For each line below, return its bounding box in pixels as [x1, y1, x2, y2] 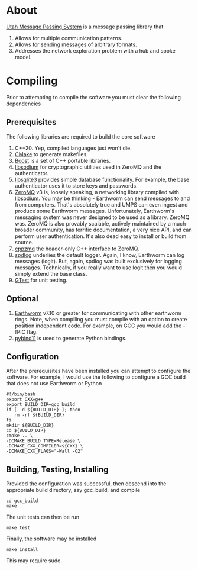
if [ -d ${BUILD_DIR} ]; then [6, 407, 81, 413]
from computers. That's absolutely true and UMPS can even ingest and [14, 201, 188, 208]
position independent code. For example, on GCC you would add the [14, 322, 182, 329]
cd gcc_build [6, 498, 38, 504]
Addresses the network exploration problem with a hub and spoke [14, 47, 176, 54]
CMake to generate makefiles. [14, 150, 88, 157]
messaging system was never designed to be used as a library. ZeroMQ [14, 214, 190, 221]
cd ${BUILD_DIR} [6, 427, 46, 434]
